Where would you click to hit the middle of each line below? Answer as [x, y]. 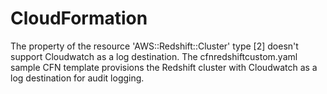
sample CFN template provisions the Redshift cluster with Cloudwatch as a [164, 67]
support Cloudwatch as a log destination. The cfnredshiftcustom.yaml [154, 56]
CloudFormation [79, 18]
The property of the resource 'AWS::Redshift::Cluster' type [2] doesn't [154, 46]
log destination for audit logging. [77, 78]
